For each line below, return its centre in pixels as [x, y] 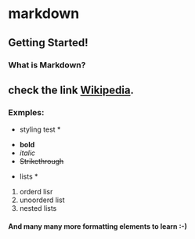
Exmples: [26, 112]
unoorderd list [42, 200]
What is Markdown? [47, 65]
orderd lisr [36, 192]
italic [27, 153]
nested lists [38, 208]
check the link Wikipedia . [71, 90]
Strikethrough [42, 161]
